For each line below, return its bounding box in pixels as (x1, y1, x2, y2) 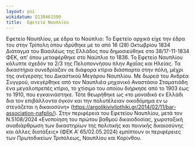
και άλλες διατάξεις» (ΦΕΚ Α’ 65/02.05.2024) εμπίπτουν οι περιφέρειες (6, 128, 182, 135)
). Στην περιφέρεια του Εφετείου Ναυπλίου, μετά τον (54, 110, 183, 117)
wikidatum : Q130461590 (6, 14, 61, 20)
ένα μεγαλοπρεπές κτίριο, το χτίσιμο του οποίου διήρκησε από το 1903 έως (6, 85, 189, 92)
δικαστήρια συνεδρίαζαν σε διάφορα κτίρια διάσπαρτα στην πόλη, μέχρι (6, 66, 184, 73)
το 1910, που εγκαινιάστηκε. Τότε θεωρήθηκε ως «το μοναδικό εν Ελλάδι (6, 91, 184, 98)
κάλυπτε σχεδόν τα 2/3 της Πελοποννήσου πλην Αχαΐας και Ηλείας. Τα (6, 60, 181, 67)
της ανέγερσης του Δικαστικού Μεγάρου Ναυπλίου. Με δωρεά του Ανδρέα (6, 72, 189, 79)
